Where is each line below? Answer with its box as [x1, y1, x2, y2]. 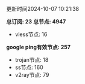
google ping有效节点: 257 [6, 44, 71, 50]
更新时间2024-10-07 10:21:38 [6, 5, 80, 12]
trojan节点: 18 [14, 56, 49, 63]
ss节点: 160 [14, 64, 43, 71]
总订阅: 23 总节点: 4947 [6, 18, 66, 25]
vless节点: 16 [14, 31, 48, 38]
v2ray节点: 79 [14, 71, 49, 78]
